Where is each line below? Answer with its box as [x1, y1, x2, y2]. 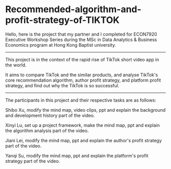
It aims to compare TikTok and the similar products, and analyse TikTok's [5, 72, 158, 78]
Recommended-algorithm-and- [5, 4, 141, 15]
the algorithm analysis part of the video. [5, 127, 89, 133]
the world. [5, 62, 27, 68]
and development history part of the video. [5, 112, 95, 118]
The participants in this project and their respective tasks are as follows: [5, 97, 157, 103]
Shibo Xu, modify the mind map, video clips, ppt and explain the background [5, 107, 166, 113]
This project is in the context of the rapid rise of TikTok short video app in [5, 56, 159, 62]
